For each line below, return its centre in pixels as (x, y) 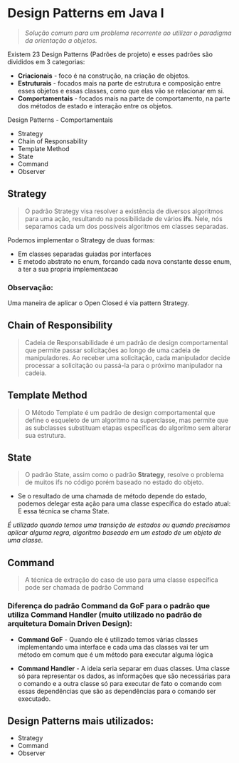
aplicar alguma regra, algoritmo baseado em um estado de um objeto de (115, 533)
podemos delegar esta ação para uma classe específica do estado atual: (124, 503)
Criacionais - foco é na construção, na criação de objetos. (103, 76)
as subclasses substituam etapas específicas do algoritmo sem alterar (128, 427)
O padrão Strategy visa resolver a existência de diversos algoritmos (124, 211)
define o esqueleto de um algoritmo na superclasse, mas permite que (127, 420)
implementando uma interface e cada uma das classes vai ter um (113, 647)
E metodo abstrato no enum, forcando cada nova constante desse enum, (124, 261)
